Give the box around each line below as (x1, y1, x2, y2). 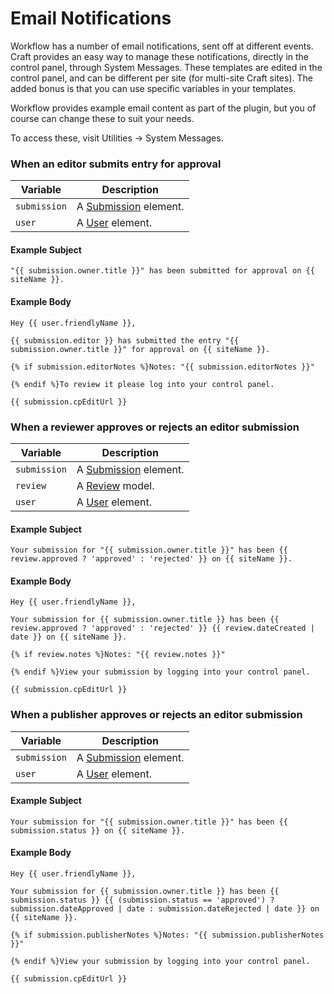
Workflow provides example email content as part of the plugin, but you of (10, 102, 317, 114)
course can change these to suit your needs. (10, 112, 195, 124)
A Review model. (76, 478, 155, 492)
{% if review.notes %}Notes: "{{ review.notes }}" (10, 650, 226, 660)
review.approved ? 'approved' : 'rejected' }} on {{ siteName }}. (10, 554, 293, 564)
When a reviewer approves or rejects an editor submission (10, 420, 300, 434)
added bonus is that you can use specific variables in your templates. (10, 82, 297, 94)
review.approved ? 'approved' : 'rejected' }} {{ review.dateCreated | (10, 623, 315, 634)
